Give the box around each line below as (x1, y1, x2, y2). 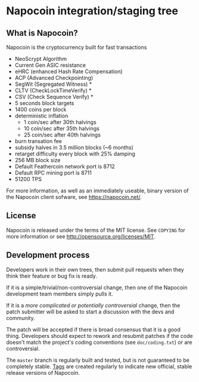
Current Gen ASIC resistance (14, 61, 86, 69)
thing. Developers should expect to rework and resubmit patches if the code (6, 332, 193, 339)
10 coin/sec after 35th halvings (23, 125, 99, 132)
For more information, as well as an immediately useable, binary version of (6, 187, 189, 194)
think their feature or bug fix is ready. (6, 272, 97, 279)
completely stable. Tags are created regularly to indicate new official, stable (6, 362, 192, 370)
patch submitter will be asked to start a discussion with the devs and (6, 308, 175, 315)
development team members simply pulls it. (6, 290, 113, 297)
